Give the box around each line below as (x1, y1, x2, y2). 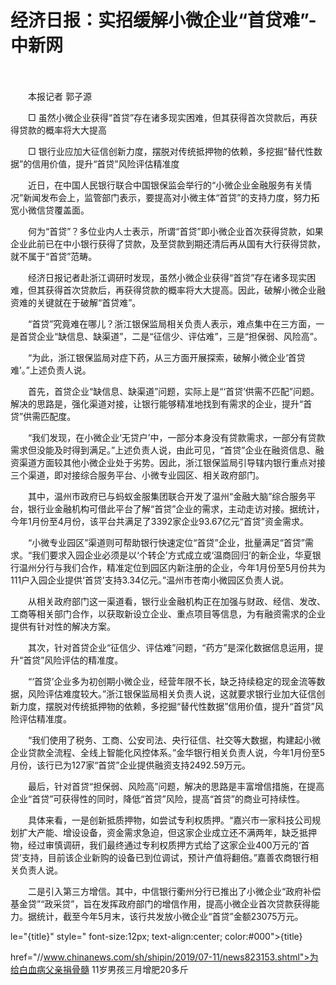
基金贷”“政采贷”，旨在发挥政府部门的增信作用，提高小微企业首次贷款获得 (10, 897, 312, 910)
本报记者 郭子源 (27, 90, 92, 102)
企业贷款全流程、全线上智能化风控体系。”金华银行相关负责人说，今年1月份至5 (10, 746, 326, 758)
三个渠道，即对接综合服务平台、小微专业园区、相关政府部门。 (10, 469, 265, 481)
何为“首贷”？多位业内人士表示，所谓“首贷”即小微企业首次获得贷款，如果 (27, 225, 324, 237)
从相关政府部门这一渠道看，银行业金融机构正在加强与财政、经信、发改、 (27, 595, 326, 607)
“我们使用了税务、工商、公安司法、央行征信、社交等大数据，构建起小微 (27, 734, 322, 746)
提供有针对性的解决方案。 (10, 620, 116, 632)
